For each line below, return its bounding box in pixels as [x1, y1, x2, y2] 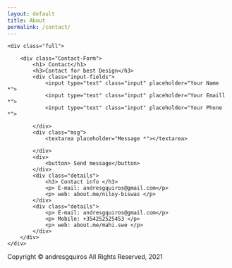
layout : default [7, 10, 55, 18]
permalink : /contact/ [7, 23, 71, 30]
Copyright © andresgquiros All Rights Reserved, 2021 [7, 252, 163, 261]
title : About [7, 17, 46, 24]
